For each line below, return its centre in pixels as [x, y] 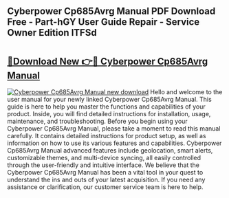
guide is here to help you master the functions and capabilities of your [106, 107]
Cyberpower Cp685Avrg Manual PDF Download [111, 11]
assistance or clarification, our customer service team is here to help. [105, 187]
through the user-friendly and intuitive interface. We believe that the [103, 165]
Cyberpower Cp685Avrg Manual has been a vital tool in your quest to [105, 172]
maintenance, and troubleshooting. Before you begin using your [97, 121]
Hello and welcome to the [186, 92]
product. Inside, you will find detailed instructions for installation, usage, [109, 114]
